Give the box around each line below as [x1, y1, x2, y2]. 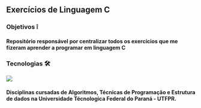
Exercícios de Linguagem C [6, 5, 110, 15]
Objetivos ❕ [6, 23, 38, 31]
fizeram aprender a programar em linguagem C [6, 44, 126, 51]
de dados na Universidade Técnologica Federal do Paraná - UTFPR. [6, 95, 177, 102]
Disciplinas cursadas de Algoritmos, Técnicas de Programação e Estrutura [6, 88, 196, 95]
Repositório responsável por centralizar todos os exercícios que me [6, 37, 178, 44]
